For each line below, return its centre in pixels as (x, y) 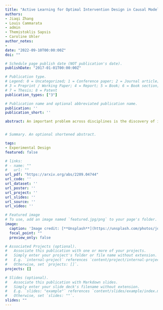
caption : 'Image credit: (34, 228)
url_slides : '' (20, 197)
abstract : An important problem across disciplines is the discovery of (80, 121)
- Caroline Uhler (23, 37)
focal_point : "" (26, 233)
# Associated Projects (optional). (41, 246)
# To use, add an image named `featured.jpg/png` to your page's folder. (81, 220)
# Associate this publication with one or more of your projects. (76, 251)
